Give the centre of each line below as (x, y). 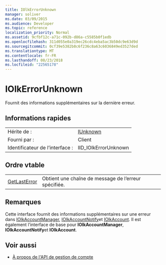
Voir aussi (21, 245)
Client (84, 140)
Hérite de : (20, 131)
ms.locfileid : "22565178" (32, 65)
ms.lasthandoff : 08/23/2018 (34, 60)
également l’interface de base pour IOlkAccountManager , (64, 225)
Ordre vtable (25, 165)
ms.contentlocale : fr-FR (31, 56)
